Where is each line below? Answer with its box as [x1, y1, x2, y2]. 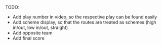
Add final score [12, 35, 45, 41]
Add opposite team [12, 30, 53, 35]
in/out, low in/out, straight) [12, 24, 68, 30]
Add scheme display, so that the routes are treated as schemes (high [12, 19, 156, 25]
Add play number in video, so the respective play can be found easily [12, 14, 157, 19]
